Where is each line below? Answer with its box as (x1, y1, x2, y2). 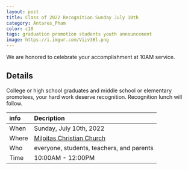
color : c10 (6, 25, 34, 32)
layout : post (6, 8, 39, 15)
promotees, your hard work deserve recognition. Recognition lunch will (6, 93, 183, 100)
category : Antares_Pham (6, 20, 66, 26)
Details (6, 71, 33, 81)
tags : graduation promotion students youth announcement (6, 31, 152, 37)
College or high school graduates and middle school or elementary (6, 87, 172, 94)
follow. (6, 99, 23, 107)
